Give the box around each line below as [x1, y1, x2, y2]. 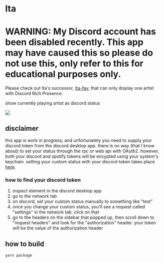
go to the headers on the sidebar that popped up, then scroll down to [12, 214, 155, 220]
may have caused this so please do [5, 47, 154, 59]
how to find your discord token [5, 176, 81, 183]
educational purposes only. [5, 69, 121, 80]
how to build [5, 239, 44, 248]
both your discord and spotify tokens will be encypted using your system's [5, 153, 159, 159]
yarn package [5, 253, 32, 258]
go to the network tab [12, 193, 57, 199]
